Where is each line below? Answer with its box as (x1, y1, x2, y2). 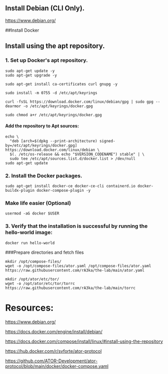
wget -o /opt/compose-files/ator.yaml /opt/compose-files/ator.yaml (5, 263, 151, 268)
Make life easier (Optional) (5, 199, 71, 206)
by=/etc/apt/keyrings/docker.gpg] (5, 143, 78, 148)
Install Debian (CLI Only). (5, 4, 85, 13)
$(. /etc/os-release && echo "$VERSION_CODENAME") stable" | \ (10, 152, 144, 157)
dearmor (5, 103, 22, 109)
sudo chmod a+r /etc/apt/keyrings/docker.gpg (5, 112, 102, 117)
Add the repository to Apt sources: (5, 123, 79, 129)
